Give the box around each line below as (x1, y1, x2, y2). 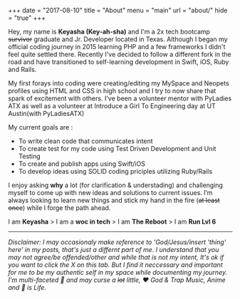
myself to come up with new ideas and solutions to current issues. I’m (8, 189, 213, 196)
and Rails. (8, 65, 37, 73)
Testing (18, 152, 41, 160)
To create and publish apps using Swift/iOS (18, 159, 145, 168)
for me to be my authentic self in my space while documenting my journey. (8, 268, 227, 276)
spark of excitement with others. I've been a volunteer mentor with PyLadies (8, 94, 232, 103)
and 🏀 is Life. (8, 283, 47, 291)
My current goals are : (8, 123, 73, 131)
